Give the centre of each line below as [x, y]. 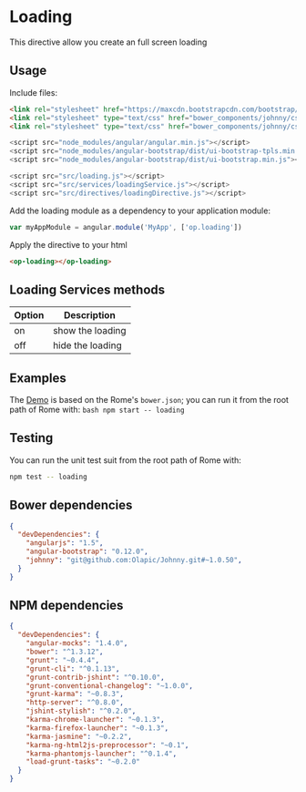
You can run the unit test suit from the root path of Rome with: [125, 460]
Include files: [33, 92]
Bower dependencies [71, 505]
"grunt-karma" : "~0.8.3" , [75, 694]
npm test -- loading [49, 477]
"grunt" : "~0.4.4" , [63, 660]
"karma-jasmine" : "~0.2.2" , [79, 736]
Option [29, 315]
